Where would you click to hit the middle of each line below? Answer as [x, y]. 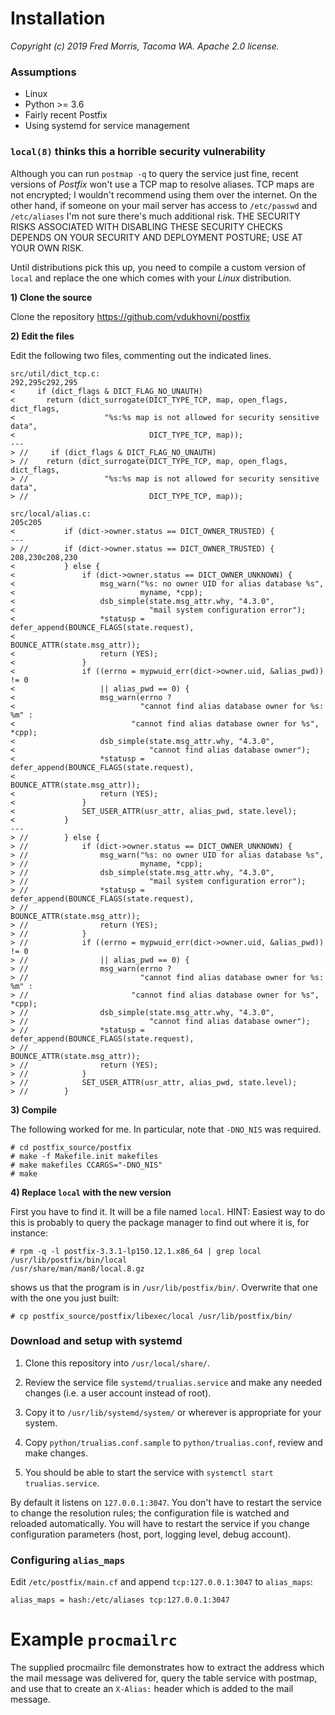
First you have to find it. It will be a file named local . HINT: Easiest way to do [168, 1211]
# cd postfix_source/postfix [71, 1147]
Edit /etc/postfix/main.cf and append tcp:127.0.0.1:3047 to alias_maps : [161, 1582]
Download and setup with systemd [96, 1341]
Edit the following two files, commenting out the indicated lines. [141, 355]
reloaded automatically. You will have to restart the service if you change [160, 1523]
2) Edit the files [42, 336]
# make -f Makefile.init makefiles [84, 1156]
